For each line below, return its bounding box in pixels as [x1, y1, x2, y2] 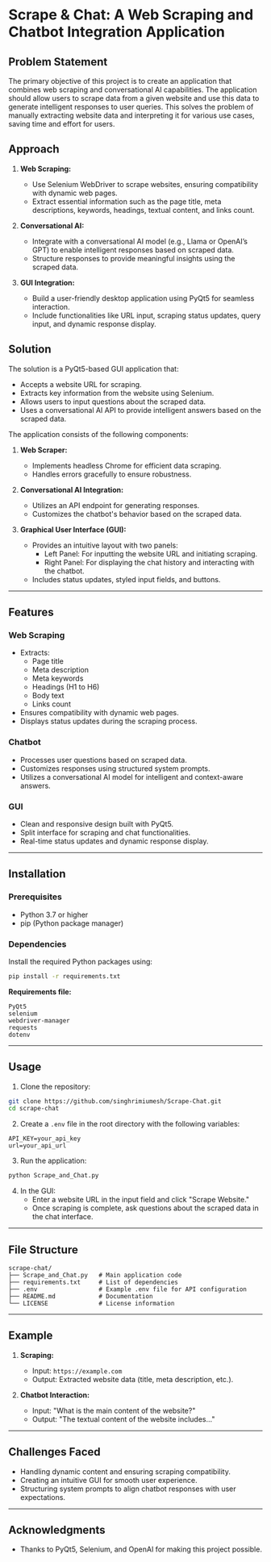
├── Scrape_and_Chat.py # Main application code [8, 1272, 182, 1280]
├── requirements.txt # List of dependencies [8, 1278, 179, 1287]
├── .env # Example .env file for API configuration [8, 1285, 248, 1293]
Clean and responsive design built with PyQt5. [19, 818, 174, 828]
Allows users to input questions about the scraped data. [19, 397, 206, 406]
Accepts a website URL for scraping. [19, 379, 143, 389]
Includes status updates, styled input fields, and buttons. [31, 574, 221, 584]
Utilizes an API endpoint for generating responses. [31, 500, 200, 510]
